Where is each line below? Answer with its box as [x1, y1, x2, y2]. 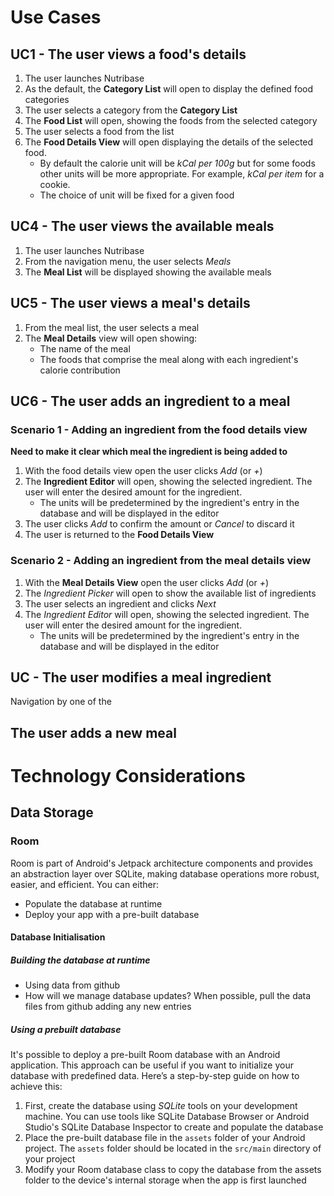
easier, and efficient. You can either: [10, 878, 159, 890]
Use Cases [10, 6, 102, 29]
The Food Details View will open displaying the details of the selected [24, 136, 314, 148]
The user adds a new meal [10, 724, 177, 741]
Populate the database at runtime [24, 897, 163, 910]
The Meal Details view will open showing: [24, 332, 198, 344]
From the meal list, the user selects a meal [24, 321, 200, 333]
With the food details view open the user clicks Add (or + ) [24, 465, 263, 477]
